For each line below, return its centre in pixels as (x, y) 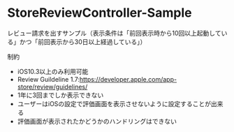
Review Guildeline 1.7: (49, 79)
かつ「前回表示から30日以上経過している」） (83, 42)
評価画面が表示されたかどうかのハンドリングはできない (97, 121)
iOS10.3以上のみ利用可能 (53, 71)
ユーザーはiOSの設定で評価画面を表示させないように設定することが (114, 103)
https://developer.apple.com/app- (128, 79)
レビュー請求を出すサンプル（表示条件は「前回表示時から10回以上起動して (114, 33)
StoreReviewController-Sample (100, 13)
